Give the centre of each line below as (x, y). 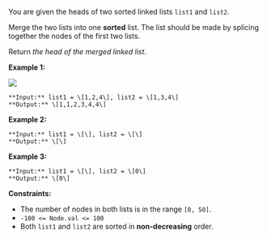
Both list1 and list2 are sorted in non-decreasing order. (117, 226)
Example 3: (28, 156)
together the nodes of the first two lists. (74, 36)
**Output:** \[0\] (39, 178)
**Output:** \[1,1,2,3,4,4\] (57, 105)
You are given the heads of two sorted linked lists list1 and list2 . (119, 12)
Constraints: (30, 193)
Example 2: (28, 119)
